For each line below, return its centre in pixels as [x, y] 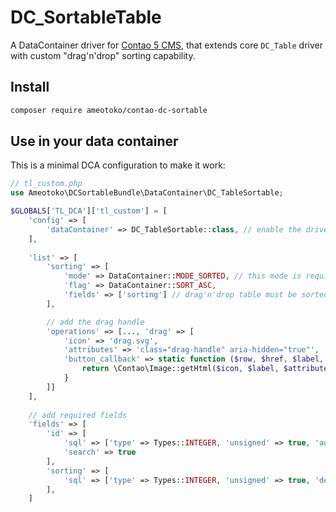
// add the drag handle [95, 322]
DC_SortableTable [86, 17]
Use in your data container [94, 141]
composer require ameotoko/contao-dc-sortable [109, 110]
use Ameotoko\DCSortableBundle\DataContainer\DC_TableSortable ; [147, 193]
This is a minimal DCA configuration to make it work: [118, 165]
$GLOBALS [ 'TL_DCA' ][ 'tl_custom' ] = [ [89, 211]
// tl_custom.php [46, 184]
